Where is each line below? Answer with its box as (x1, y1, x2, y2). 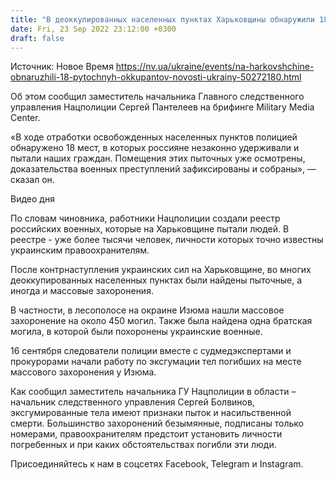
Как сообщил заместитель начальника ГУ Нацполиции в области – (10, 386, 297, 398)
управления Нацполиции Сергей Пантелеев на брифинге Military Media (10, 101, 315, 113)
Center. (10, 112, 41, 124)
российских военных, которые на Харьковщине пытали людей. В (10, 223, 290, 235)
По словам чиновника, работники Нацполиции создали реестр (10, 212, 281, 225)
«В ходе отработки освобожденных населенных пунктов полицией (10, 131, 298, 143)
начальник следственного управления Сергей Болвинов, (10, 396, 255, 408)
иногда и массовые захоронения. (10, 285, 154, 297)
